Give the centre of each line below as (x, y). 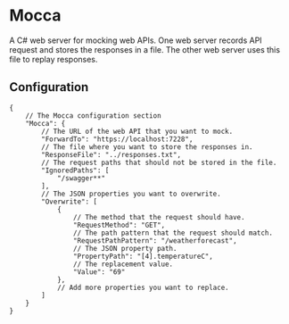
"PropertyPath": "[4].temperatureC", (143, 256)
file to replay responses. (54, 59)
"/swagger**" (81, 178)
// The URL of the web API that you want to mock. (137, 131)
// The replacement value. (123, 264)
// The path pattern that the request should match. (173, 233)
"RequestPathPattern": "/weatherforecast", (155, 241)
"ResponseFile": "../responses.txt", (111, 154)
